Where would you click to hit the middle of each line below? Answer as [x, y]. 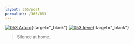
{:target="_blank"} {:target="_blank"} [80, 27]
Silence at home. [34, 37]
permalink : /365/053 [26, 14]
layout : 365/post [22, 9]
